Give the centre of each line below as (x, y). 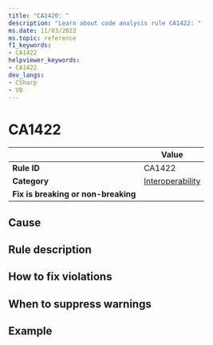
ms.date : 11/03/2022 (43, 30)
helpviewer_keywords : (44, 61)
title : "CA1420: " (39, 16)
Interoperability (172, 181)
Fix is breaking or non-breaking (74, 194)
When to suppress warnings (80, 304)
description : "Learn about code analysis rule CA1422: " (105, 23)
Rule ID (26, 169)
